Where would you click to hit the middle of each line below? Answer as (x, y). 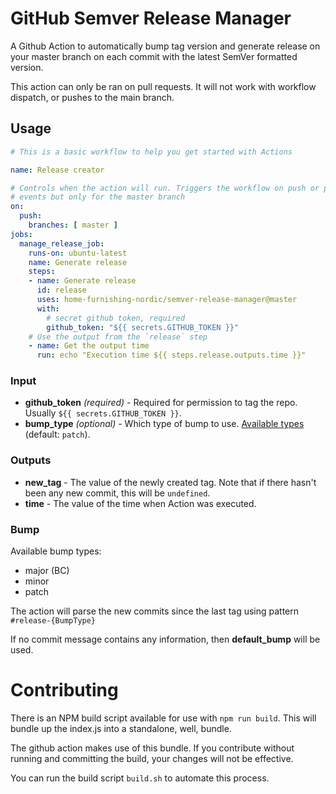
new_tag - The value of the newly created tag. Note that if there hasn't (170, 482)
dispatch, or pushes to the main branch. (92, 97)
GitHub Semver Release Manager (151, 18)
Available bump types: (56, 551)
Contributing (64, 690)
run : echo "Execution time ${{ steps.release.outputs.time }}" (171, 355)
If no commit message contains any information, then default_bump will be (165, 639)
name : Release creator (57, 170)
